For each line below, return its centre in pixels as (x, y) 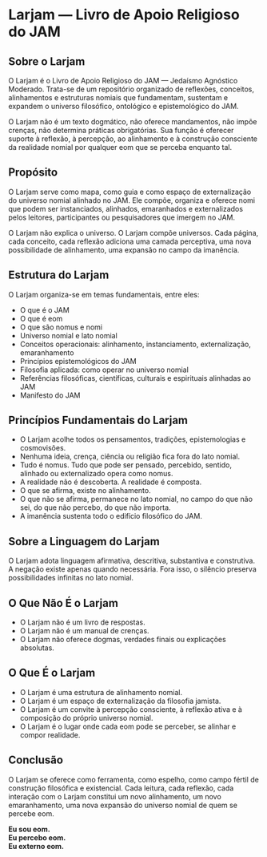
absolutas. (37, 648)
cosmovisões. (43, 448)
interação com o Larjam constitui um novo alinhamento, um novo (115, 796)
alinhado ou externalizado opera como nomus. (96, 474)
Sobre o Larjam (47, 61)
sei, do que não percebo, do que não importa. (95, 507)
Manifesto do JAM (50, 395)
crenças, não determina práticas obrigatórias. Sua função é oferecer (121, 130)
